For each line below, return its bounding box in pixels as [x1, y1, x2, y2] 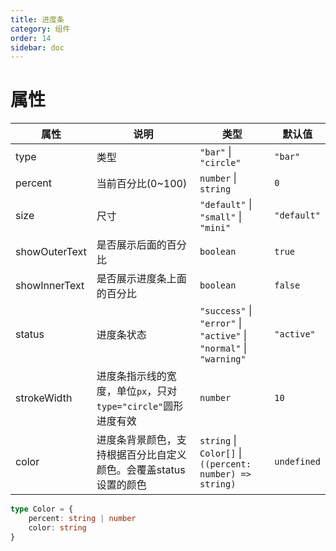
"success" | [199, 304, 253, 318]
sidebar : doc [10, 42, 65, 53]
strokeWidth [15, 391, 73, 405]
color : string [28, 522, 87, 533]
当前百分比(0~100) [96, 177, 188, 191]
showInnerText [15, 279, 85, 293]
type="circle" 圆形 [96, 399, 184, 413]
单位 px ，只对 [116, 384, 178, 398]
